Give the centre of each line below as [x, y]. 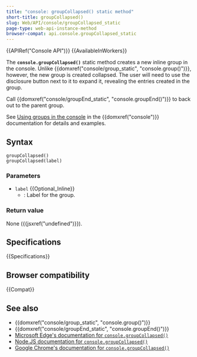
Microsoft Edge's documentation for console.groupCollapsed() [91, 335]
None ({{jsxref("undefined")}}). [44, 223]
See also [22, 308]
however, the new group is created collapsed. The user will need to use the [98, 75]
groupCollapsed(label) [34, 161]
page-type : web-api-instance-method [51, 28]
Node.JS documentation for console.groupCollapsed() [81, 341]
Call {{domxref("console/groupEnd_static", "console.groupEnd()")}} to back [99, 99]
